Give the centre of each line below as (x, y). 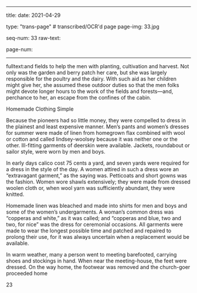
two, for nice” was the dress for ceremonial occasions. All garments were (95, 224)
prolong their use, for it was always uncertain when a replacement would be (98, 237)
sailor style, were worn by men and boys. (56, 152)
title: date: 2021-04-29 (33, 15)
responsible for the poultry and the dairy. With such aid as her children (91, 79)
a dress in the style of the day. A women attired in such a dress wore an (93, 169)
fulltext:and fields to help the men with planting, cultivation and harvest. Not (98, 66)
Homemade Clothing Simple (40, 109)
